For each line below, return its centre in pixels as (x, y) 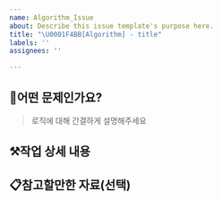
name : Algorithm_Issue (51, 17)
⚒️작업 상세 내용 (50, 152)
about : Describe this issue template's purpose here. (112, 26)
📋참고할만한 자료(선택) (70, 185)
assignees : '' (36, 51)
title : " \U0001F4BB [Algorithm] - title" (86, 34)
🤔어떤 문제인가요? (56, 97)
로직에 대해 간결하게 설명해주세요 (89, 120)
